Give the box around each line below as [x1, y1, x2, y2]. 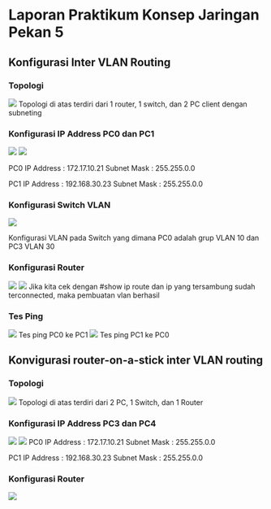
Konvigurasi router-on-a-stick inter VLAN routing [8, 354, 264, 368]
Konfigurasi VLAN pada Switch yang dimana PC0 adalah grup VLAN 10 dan [8, 233, 260, 243]
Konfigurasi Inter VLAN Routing [8, 55, 171, 69]
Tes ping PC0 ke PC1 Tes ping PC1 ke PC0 [18, 330, 170, 340]
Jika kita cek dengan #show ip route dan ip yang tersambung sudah [28, 281, 256, 291]
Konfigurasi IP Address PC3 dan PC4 [8, 417, 157, 429]
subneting [8, 107, 42, 117]
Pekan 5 [8, 23, 64, 41]
